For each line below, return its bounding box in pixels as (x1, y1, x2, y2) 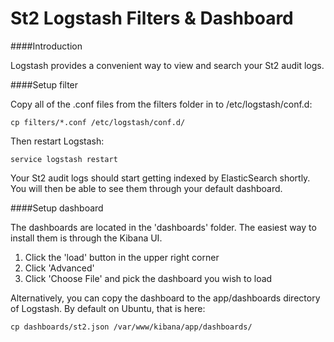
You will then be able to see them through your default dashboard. (10, 182, 283, 194)
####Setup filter (10, 78, 79, 91)
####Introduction (10, 40, 83, 52)
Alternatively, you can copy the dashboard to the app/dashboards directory (10, 292, 321, 304)
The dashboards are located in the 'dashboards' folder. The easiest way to (10, 221, 317, 233)
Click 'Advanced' (24, 262, 95, 274)
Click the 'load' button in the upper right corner (24, 251, 220, 263)
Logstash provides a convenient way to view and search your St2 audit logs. (10, 59, 325, 71)
